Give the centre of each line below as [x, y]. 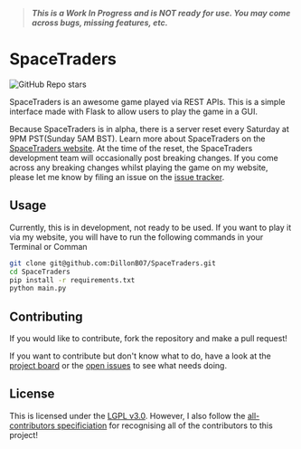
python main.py [38, 289]
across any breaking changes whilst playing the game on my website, [139, 167]
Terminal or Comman [48, 246]
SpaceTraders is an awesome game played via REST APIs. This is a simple [147, 101]
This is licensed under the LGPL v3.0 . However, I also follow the [127, 416]
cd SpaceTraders [40, 272]
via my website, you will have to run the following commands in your [136, 237]
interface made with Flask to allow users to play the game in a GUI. [134, 111]
